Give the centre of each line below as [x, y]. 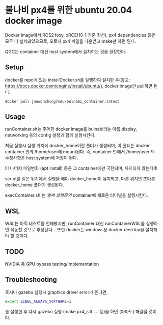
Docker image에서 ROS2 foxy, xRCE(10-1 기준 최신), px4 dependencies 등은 [80, 35]
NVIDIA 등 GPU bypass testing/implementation [52, 264]
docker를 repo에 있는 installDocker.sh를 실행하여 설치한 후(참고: [68, 80]
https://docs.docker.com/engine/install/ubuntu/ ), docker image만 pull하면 [79, 86]
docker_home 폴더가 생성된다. [35, 185]
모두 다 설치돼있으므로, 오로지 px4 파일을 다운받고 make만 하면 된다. [71, 41]
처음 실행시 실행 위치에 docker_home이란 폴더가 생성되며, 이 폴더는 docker [78, 146]
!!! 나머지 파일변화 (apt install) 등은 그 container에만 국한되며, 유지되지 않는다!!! [81, 168]
